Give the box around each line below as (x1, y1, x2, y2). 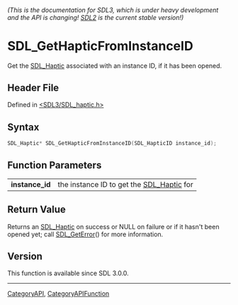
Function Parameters (7, 159, 102, 171)
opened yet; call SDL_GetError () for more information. (7, 230, 164, 238)
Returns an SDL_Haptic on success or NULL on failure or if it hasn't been (7, 222, 220, 231)
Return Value (7, 204, 66, 216)
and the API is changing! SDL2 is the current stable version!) (7, 13, 184, 21)
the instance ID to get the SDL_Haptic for (57, 179, 193, 189)
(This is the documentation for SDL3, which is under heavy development (7, 6, 219, 14)
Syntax (7, 121, 40, 133)
